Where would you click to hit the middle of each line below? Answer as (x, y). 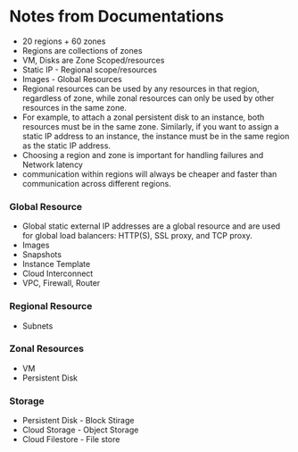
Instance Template (56, 264)
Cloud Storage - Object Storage (80, 430)
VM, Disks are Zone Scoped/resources (93, 60)
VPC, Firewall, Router (61, 283)
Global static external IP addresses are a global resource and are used (151, 226)
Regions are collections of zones (82, 50)
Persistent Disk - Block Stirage (78, 421)
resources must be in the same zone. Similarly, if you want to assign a (150, 126)
